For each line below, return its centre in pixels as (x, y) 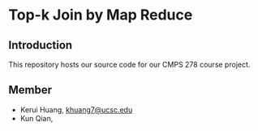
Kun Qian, (37, 118)
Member (30, 90)
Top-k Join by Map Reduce (101, 15)
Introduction (41, 45)
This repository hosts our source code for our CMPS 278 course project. (129, 64)
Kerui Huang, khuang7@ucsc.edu (76, 109)
